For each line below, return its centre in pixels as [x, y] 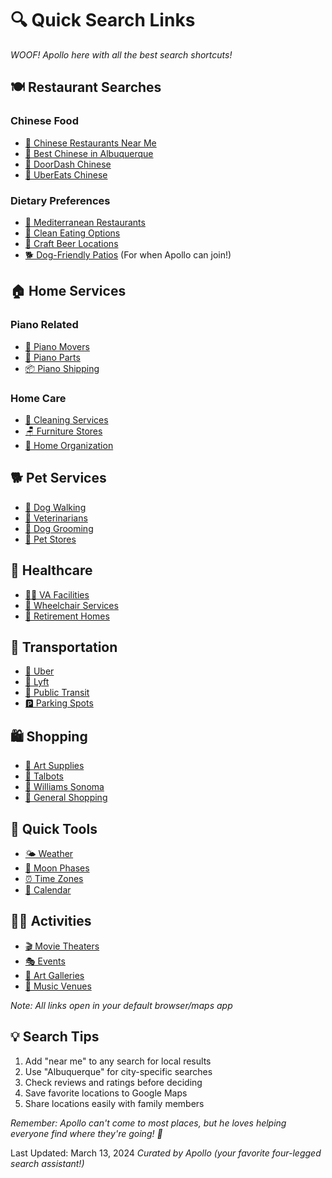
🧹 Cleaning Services [66, 419]
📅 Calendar [48, 889]
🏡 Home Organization [69, 445]
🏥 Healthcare [51, 570]
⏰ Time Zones [54, 878]
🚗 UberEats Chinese [66, 174]
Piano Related [44, 325]
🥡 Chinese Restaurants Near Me [90, 143]
